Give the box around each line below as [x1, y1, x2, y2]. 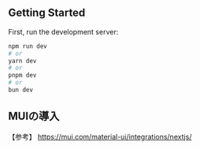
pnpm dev [8, 71, 37, 79]
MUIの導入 [8, 110, 60, 123]
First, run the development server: [8, 27, 119, 36]
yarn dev [8, 56, 37, 65]
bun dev [8, 86, 34, 94]
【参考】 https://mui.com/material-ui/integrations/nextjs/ [8, 132, 192, 141]
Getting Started [8, 6, 86, 20]
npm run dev [8, 42, 47, 50]
